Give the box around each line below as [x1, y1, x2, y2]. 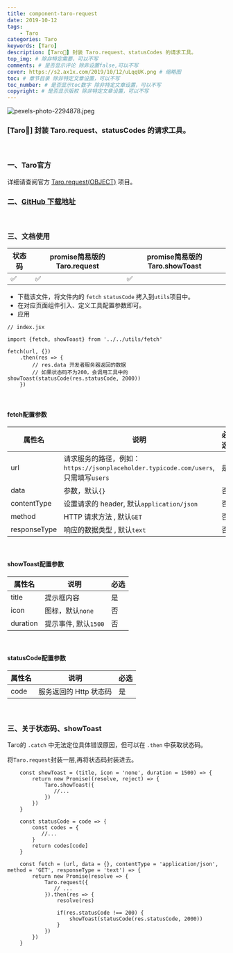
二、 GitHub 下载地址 [7, 196, 76, 206]
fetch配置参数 [7, 410, 47, 418]
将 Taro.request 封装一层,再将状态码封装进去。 [7, 755, 137, 764]
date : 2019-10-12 [7, 17, 58, 24]
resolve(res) [56, 897, 95, 904]
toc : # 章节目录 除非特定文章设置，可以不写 [7, 74, 120, 82]
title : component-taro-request [7, 10, 98, 17]
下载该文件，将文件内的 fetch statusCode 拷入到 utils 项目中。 [17, 293, 194, 301]
